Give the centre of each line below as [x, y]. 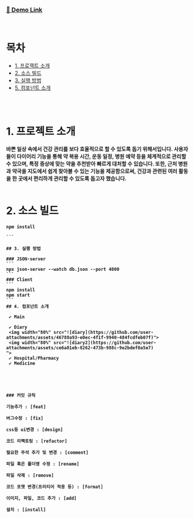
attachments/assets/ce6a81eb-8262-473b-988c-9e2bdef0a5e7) [80, 348]
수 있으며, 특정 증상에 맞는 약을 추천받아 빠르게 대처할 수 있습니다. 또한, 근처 [92, 164]
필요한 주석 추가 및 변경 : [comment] [47, 453]
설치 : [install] [26, 510]
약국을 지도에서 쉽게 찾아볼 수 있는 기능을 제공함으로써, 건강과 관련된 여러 [95, 171]
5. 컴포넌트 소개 [33, 88]
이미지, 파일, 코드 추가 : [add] [41, 499]
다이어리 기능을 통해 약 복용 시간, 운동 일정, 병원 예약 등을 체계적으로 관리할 [101, 156]
